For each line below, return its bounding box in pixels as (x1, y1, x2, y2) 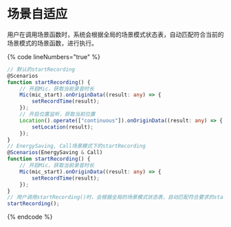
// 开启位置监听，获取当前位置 (19, 111, 96, 118)
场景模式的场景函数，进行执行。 (7, 39, 98, 47)
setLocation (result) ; (32, 123, 94, 131)
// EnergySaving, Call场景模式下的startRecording (7, 142, 146, 150)
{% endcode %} (7, 213, 53, 221)
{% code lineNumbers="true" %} (7, 52, 101, 61)
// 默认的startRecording (7, 66, 76, 73)
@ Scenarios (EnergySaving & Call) (7, 149, 103, 156)
